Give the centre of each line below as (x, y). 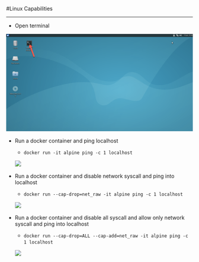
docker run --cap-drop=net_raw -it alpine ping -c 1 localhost (103, 194)
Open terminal (32, 26)
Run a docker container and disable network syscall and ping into (94, 176)
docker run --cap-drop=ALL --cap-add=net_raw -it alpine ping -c (106, 236)
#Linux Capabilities (30, 9)
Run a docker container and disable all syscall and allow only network (99, 217)
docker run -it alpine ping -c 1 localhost (78, 153)
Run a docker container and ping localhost (66, 141)
